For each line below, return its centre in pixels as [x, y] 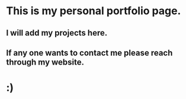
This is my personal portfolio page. [94, 11]
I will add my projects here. [57, 33]
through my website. [45, 62]
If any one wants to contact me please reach [89, 52]
